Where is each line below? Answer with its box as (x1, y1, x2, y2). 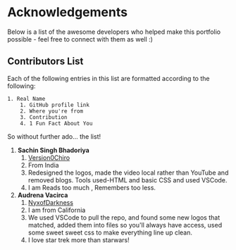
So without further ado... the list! (7, 132, 101, 141)
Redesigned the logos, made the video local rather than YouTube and (27, 168, 229, 177)
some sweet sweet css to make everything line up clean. (27, 228, 192, 237)
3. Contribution (20, 113, 68, 120)
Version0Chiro (27, 153, 70, 162)
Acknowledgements (7, 4, 128, 20)
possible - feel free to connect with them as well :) (7, 35, 154, 43)
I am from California (27, 206, 86, 214)
